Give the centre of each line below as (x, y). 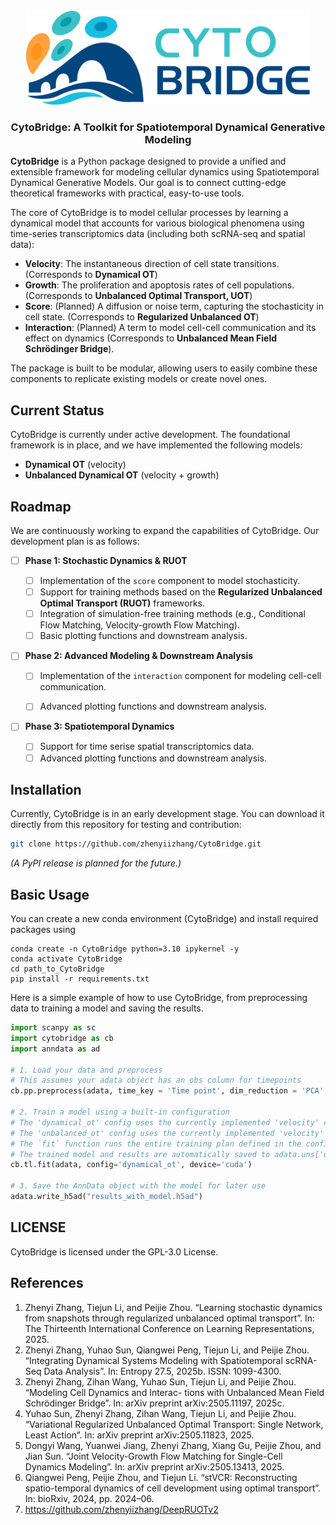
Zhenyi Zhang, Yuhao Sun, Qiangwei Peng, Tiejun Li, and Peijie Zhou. (167, 1350)
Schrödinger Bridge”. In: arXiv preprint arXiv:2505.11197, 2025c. (154, 1403)
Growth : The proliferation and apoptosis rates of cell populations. (159, 285)
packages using (43, 930)
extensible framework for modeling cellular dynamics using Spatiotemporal (165, 172)
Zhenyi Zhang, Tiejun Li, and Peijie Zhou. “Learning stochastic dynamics (173, 1307)
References (47, 1283)
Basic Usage (50, 894)
